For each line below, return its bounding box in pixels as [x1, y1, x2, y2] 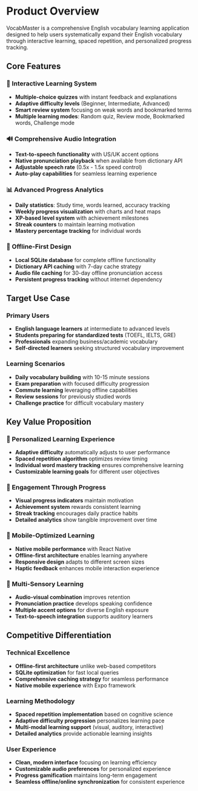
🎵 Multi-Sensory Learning [6, 579, 84, 588]
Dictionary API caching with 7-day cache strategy [15, 263, 142, 270]
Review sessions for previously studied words [15, 392, 131, 400]
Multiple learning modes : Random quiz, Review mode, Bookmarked [15, 112, 185, 119]
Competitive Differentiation [6, 630, 112, 641]
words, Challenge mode [15, 119, 75, 126]
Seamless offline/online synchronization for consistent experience [15, 778, 185, 786]
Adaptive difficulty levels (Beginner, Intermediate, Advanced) [15, 99, 171, 107]
